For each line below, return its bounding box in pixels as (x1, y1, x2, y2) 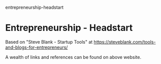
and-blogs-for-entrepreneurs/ (5, 44, 68, 50)
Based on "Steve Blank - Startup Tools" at (5, 39, 93, 45)
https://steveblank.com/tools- (93, 39, 156, 45)
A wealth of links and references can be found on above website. (5, 54, 141, 60)
